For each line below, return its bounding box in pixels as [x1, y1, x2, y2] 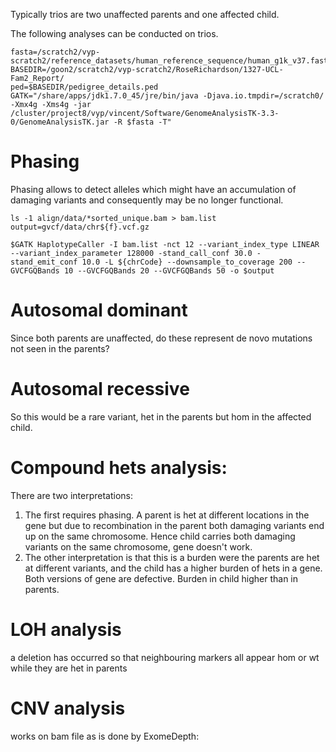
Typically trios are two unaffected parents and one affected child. [10, 9, 280, 20]
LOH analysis [10, 618, 122, 641]
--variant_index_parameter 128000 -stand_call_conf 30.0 [10, 248, 253, 258]
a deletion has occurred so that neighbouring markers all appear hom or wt [10, 651, 320, 663]
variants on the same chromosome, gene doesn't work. [24, 540, 253, 553]
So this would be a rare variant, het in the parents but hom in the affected [10, 410, 312, 423]
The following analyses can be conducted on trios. [10, 28, 219, 39]
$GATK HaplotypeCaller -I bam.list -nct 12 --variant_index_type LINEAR [10, 239, 320, 249]
